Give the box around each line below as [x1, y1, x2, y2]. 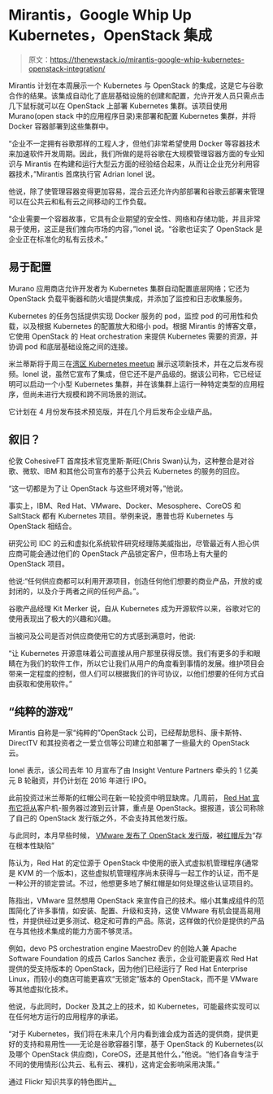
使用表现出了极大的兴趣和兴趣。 [8, 614, 115, 624]
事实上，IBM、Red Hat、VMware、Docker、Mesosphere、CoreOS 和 [8, 501, 241, 510]
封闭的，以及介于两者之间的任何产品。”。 [8, 586, 144, 596]
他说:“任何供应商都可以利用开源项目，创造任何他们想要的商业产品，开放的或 [8, 575, 262, 585]
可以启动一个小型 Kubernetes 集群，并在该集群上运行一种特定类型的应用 [15, 379, 258, 389]
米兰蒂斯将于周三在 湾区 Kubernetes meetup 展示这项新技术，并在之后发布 [8, 358, 257, 369]
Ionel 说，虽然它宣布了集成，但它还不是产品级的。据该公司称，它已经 [22, 369, 254, 379]
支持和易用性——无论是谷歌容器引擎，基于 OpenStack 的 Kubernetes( [22, 1039, 257, 1049]
